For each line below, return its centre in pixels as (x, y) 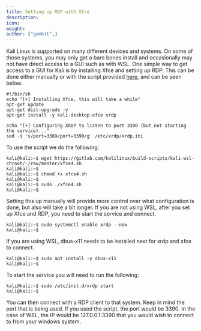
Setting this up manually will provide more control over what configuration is (100, 201)
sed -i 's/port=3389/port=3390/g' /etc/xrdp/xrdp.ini (75, 136)
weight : (16, 29)
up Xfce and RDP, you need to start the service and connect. (81, 214)
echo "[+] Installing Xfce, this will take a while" (73, 100)
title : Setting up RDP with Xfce (48, 12)
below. (14, 83)
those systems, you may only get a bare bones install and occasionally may (100, 58)
